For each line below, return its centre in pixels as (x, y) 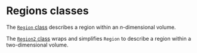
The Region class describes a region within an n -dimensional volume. (91, 27)
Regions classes (47, 11)
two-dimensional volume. (37, 45)
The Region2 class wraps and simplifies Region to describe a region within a (99, 38)
